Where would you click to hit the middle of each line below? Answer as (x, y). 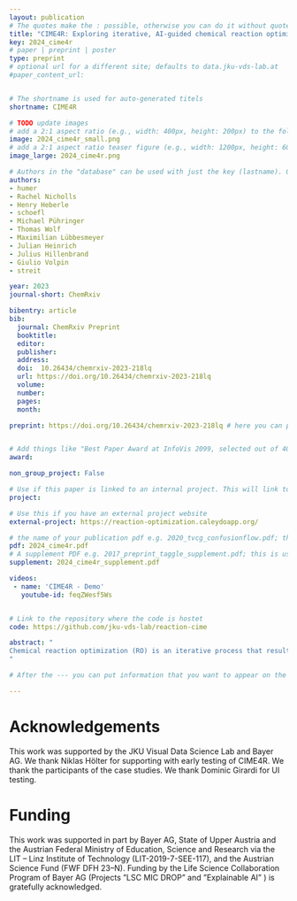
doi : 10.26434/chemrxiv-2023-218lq (84, 368)
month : (29, 409)
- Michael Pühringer (47, 221)
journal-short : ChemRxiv (55, 295)
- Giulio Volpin (39, 262)
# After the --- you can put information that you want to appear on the (148, 675)
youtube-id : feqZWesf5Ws (67, 595)
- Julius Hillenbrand (49, 254)
